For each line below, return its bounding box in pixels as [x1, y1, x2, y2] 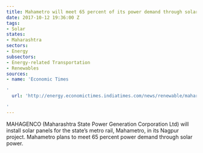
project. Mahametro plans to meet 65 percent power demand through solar [6, 133, 193, 140]
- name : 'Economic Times [6, 76, 69, 82]
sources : [6, 71, 28, 77]
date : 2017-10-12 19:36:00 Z [6, 15, 80, 21]
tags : [6, 20, 20, 26]
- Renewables [6, 65, 39, 71]
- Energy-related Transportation [6, 59, 91, 65]
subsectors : [6, 54, 36, 60]
